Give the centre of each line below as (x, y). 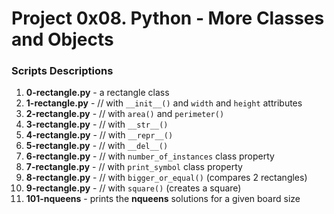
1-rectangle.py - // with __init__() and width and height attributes (164, 103)
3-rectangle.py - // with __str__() (97, 124)
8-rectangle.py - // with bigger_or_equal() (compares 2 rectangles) (166, 178)
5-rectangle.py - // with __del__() (97, 146)
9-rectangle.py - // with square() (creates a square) (133, 188)
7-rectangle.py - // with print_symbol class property (134, 167)
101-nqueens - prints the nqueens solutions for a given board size (163, 199)
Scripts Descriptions (62, 71)
